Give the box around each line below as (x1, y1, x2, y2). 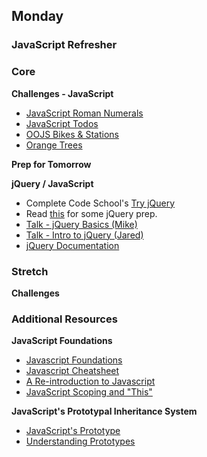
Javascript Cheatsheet (25, 365, 120, 377)
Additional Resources (11, 312, 118, 326)
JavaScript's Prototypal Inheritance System (11, 405, 198, 418)
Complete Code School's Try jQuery (25, 197, 176, 209)
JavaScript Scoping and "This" (25, 386, 153, 398)
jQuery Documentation (25, 239, 120, 251)
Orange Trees (25, 139, 83, 151)
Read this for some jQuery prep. (25, 207, 158, 219)
